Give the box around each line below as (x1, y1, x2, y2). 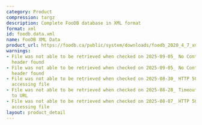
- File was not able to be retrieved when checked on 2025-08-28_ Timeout (6, 87, 198, 93)
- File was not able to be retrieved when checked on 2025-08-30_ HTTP (6, 76, 189, 82)
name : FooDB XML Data (6, 37, 61, 43)
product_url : (6, 43, 39, 49)
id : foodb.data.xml (6, 31, 55, 37)
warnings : (6, 48, 31, 54)
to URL (11, 93, 28, 99)
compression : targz (6, 14, 55, 20)
